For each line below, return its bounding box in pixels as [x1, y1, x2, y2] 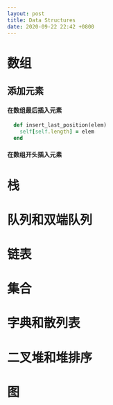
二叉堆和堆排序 [7, 349, 93, 365]
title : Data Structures [7, 17, 76, 24]
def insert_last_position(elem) [13, 122, 107, 129]
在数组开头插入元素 [7, 150, 62, 159]
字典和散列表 [7, 315, 81, 331]
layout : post [7, 10, 45, 17]
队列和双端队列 [7, 212, 93, 228]
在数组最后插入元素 [7, 106, 62, 114]
